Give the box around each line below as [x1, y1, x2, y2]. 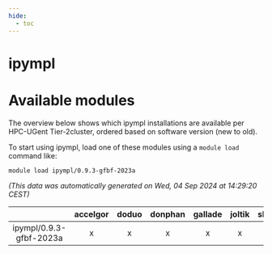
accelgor [74, 208, 109, 219]
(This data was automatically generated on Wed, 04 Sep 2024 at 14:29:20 [8, 180, 257, 190]
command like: [8, 150, 57, 160]
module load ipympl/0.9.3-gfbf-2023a [8, 167, 136, 175]
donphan [150, 208, 186, 219]
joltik [230, 208, 250, 219]
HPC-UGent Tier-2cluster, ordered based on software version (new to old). [8, 126, 257, 136]
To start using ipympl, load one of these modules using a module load [8, 142, 240, 152]
